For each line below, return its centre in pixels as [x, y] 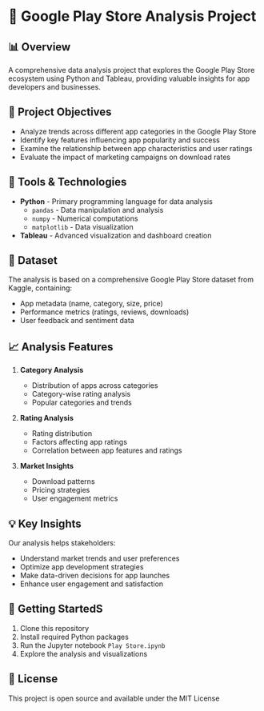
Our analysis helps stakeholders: [62, 543]
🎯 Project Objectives [60, 112]
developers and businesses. [55, 87]
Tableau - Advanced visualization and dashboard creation [116, 235]
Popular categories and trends [82, 402]
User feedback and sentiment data [77, 321]
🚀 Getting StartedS [56, 609]
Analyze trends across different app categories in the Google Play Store [138, 131]
